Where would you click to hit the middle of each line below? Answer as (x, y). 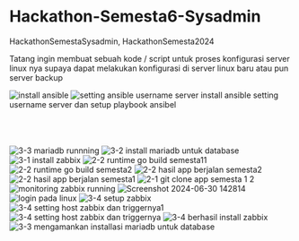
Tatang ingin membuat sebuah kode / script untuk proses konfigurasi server (149, 58)
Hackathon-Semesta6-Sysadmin (135, 17)
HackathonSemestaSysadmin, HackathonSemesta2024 (112, 41)
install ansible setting (240, 95)
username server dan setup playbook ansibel (93, 104)
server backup (36, 77)
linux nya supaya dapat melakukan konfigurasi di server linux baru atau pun (149, 68)
